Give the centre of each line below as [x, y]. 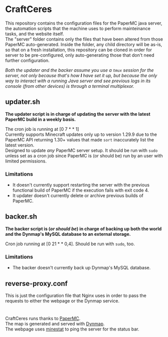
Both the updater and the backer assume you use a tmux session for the [79, 70]
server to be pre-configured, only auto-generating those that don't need [80, 55]
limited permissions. [26, 161]
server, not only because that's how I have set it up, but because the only [81, 75]
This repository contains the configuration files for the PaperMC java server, [84, 23]
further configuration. [28, 60]
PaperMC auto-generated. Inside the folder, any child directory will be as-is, [84, 44]
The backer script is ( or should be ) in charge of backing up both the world [83, 229]
